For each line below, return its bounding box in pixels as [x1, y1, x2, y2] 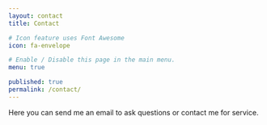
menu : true [8, 64, 45, 72]
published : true [8, 78, 63, 86]
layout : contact [8, 11, 63, 20]
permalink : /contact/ [8, 85, 82, 94]
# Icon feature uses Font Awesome [8, 34, 125, 42]
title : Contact [8, 19, 60, 27]
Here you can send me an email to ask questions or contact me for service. [8, 107, 259, 117]
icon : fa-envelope [8, 41, 70, 49]
